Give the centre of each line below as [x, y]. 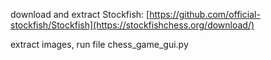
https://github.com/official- [205, 14]
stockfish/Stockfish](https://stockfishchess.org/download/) [132, 25]
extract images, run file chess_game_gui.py [99, 44]
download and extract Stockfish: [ [80, 14]
